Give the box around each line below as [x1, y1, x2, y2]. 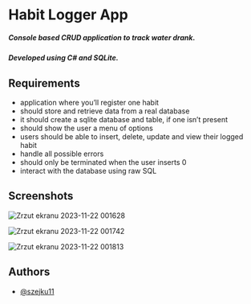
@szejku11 [19, 286, 55, 296]
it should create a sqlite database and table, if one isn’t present [19, 114, 229, 124]
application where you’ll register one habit [19, 97, 159, 107]
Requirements [8, 76, 80, 90]
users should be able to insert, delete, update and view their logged [19, 131, 244, 142]
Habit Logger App [8, 6, 128, 24]
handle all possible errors [19, 149, 104, 158]
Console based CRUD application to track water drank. [8, 32, 196, 42]
